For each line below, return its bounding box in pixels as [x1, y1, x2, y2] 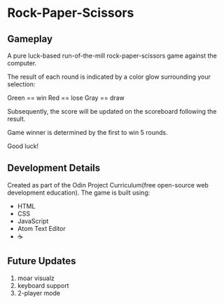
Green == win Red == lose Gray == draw [7, 93, 125, 102]
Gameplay [7, 33, 53, 45]
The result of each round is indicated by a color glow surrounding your [7, 72, 211, 81]
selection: [7, 80, 36, 88]
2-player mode [17, 289, 61, 297]
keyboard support [17, 281, 69, 289]
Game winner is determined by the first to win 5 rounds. [7, 128, 168, 136]
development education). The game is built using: [7, 188, 150, 197]
